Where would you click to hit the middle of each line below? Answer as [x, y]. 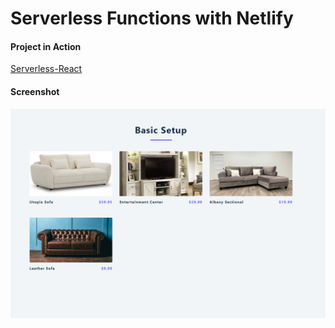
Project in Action [46, 46]
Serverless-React [46, 69]
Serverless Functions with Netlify [152, 18]
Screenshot [35, 91]
